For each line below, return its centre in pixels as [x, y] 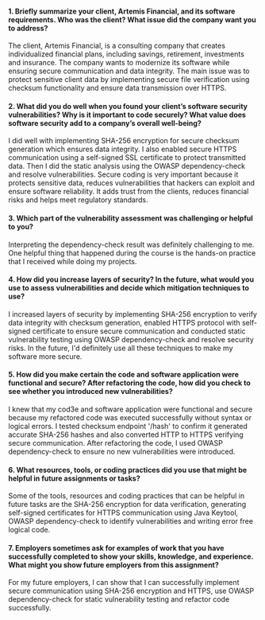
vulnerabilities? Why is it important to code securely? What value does [127, 115]
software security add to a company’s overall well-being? [105, 123]
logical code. [29, 530]
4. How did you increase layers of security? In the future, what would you [131, 279]
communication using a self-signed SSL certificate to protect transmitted [127, 158]
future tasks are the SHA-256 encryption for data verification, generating [127, 505]
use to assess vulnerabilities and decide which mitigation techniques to [129, 288]
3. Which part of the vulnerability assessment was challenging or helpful [131, 218]
